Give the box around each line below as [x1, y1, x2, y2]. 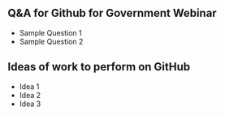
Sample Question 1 [19, 28, 82, 37]
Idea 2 [19, 90, 41, 100]
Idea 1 [19, 81, 40, 92]
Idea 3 [19, 99, 41, 109]
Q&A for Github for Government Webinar [7, 6, 217, 20]
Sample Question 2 [19, 36, 84, 46]
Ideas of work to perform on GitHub [7, 60, 191, 74]
